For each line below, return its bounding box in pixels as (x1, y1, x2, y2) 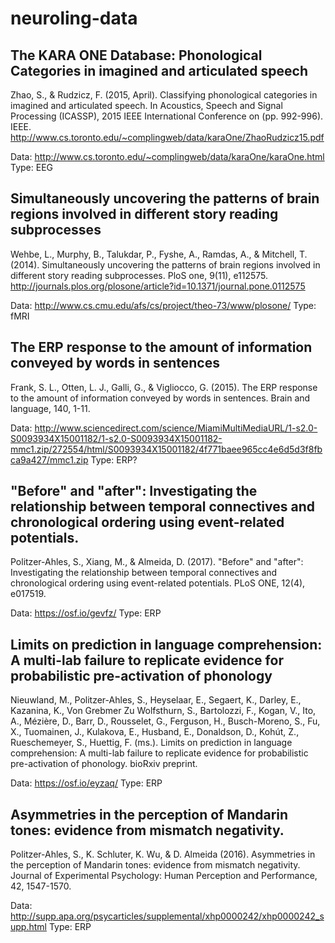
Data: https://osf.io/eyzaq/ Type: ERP (10, 777, 163, 789)
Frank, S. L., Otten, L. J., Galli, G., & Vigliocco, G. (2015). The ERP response (10, 381, 318, 393)
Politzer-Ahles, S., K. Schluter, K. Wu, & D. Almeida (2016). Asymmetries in (10, 848, 316, 861)
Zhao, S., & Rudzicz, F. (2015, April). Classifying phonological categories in (10, 89, 318, 101)
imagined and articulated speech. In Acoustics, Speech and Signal (10, 100, 283, 111)
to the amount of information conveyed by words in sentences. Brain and (10, 392, 311, 404)
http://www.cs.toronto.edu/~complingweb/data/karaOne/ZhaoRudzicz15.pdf (10, 132, 325, 143)
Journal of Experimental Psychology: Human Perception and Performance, (10, 870, 318, 882)
